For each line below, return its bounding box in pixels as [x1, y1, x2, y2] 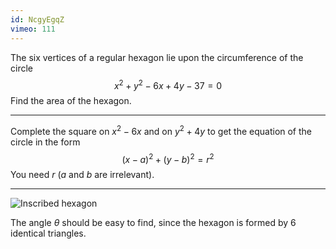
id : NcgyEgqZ [10, 14, 65, 25]
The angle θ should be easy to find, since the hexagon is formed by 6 [10, 217, 297, 229]
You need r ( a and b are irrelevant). [10, 169, 155, 181]
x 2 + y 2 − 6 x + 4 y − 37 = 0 [113, 77, 223, 91]
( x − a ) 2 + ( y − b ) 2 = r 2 [121, 151, 215, 165]
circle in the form [10, 136, 81, 148]
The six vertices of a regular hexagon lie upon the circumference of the [10, 51, 304, 63]
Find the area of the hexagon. [10, 95, 132, 107]
